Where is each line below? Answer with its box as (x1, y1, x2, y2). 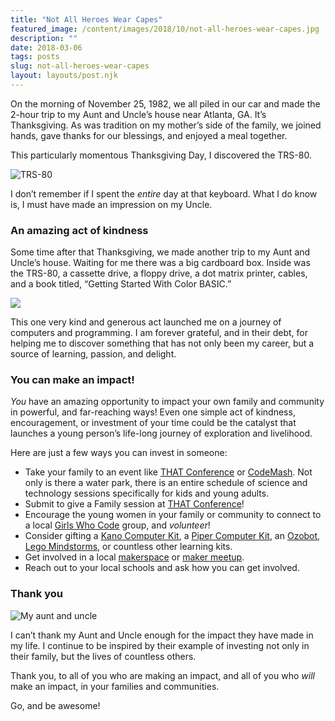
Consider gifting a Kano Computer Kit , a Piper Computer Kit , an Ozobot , (24, 530, 321, 542)
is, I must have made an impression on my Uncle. (10, 198, 213, 210)
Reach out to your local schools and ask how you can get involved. (24, 562, 300, 574)
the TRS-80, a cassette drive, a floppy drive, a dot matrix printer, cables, (10, 267, 308, 280)
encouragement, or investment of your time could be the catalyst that (10, 417, 297, 429)
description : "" (10, 33, 78, 43)
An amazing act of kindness (10, 223, 149, 237)
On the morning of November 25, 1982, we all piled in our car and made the (10, 97, 321, 110)
